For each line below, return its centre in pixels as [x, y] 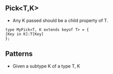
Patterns [19, 54]
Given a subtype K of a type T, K [46, 66]
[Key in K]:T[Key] [24, 34]
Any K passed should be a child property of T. [60, 20]
